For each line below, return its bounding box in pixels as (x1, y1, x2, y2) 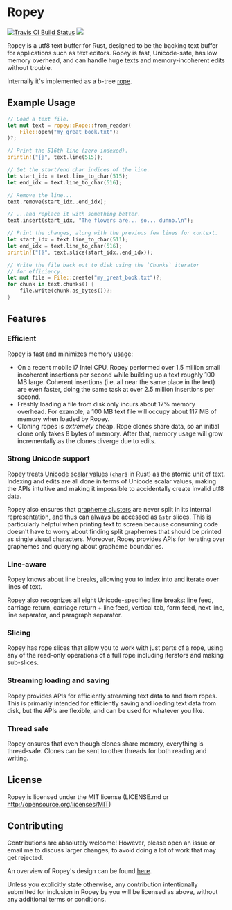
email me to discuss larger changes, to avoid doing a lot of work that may (7, 845, 217, 854)
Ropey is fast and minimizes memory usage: (7, 350, 134, 358)
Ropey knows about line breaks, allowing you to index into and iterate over (7, 575, 220, 583)
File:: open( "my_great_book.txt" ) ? (19, 128, 119, 135)
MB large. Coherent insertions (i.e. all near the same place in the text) (17, 377, 216, 386)
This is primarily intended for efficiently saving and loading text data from (7, 698, 217, 707)
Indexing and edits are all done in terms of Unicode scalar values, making (7, 477, 217, 486)
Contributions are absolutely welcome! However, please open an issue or (7, 839, 216, 847)
